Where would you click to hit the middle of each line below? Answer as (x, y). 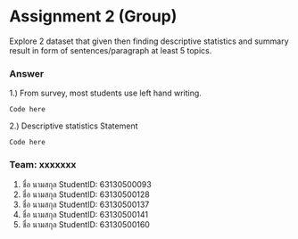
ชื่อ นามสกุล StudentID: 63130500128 (86, 194)
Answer (27, 73)
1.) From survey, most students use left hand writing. (106, 93)
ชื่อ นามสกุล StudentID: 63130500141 (85, 214)
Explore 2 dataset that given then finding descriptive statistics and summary (149, 41)
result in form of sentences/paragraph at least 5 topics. (111, 50)
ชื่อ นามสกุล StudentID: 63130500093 (87, 184)
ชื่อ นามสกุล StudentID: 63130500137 (86, 204)
